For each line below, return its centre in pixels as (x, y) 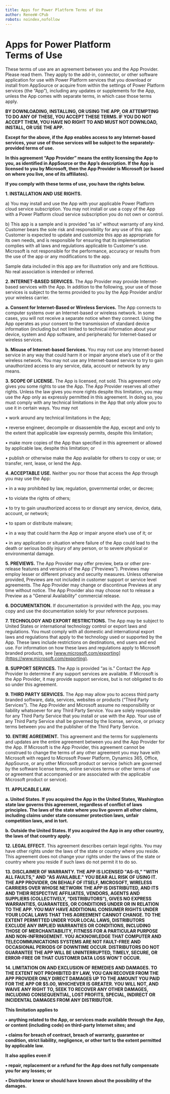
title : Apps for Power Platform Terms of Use (54, 10)
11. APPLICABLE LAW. (28, 789)
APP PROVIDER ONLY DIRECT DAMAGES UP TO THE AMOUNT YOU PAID (83, 978)
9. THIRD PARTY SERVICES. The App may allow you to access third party (82, 695)
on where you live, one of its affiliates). (47, 174)
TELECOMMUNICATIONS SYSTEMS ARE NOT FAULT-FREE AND (73, 942)
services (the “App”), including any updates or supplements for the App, (80, 91)
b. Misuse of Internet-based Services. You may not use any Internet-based (84, 350)
